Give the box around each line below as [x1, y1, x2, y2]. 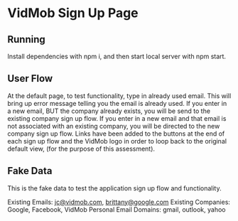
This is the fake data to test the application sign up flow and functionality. [7, 183, 222, 193]
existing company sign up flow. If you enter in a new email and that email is [7, 114, 227, 122]
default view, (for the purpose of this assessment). [7, 144, 155, 153]
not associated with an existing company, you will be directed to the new [7, 122, 220, 130]
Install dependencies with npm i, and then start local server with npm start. [7, 52, 226, 60]
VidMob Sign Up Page [7, 5, 139, 21]
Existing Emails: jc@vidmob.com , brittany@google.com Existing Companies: [7, 198, 231, 206]
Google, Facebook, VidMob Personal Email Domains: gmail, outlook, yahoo [7, 205, 226, 214]
